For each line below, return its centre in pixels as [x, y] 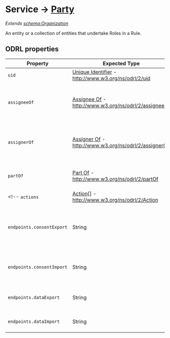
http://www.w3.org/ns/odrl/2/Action [115, 200]
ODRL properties [32, 49]
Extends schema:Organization [37, 23]
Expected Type [121, 63]
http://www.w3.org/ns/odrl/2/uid [112, 78]
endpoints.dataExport [34, 297]
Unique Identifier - [95, 72]
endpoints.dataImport [34, 321]
